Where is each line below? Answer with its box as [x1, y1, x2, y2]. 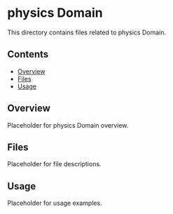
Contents [7, 48, 49, 60]
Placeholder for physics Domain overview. [7, 121, 129, 129]
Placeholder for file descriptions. [7, 160, 102, 168]
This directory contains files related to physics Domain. [7, 28, 167, 36]
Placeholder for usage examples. [7, 199, 103, 208]
